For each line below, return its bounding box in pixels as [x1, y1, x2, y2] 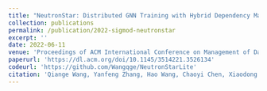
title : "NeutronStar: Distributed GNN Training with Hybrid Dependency [8, 11, 250, 20]
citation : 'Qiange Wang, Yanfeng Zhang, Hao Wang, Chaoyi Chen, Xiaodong [8, 70, 258, 78]
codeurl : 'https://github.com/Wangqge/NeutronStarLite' [8, 63, 197, 71]
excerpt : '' [8, 33, 48, 42]
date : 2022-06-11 [8, 41, 66, 49]
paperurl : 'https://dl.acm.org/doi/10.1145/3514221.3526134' [8, 56, 215, 64]
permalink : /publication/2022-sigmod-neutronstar [8, 26, 176, 34]
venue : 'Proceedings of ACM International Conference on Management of [8, 48, 250, 56]
